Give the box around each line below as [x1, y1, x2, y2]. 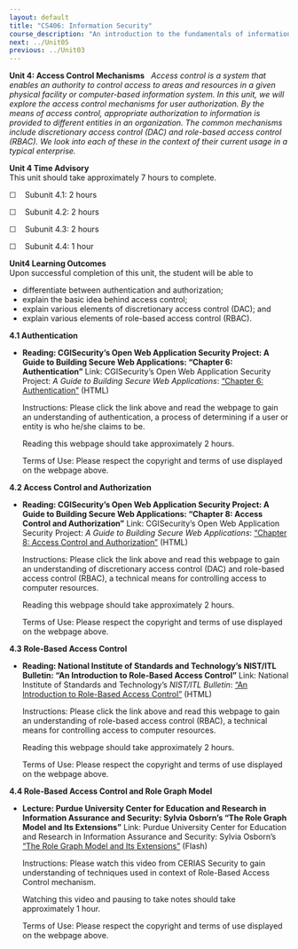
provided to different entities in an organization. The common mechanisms [9, 117, 283, 129]
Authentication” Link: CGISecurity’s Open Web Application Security [21, 366, 271, 377]
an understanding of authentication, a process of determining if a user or [21, 412, 289, 422]
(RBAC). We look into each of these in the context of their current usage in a [9, 137, 288, 147]
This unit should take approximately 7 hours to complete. [9, 172, 217, 183]
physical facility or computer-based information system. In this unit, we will [9, 90, 285, 100]
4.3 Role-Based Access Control [9, 644, 128, 655]
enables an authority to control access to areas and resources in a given [9, 80, 277, 90]
